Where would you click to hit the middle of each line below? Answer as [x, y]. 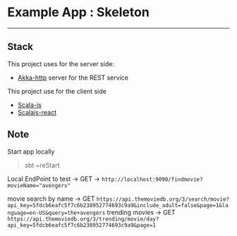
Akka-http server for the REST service [73, 77]
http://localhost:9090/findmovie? [152, 179]
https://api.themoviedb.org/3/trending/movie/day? [83, 219]
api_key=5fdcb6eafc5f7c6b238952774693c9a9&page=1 [82, 225]
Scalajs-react [37, 112]
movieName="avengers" [39, 185]
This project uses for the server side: [61, 63]
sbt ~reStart [42, 165]
